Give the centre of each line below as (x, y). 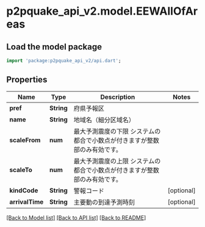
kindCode (24, 190)
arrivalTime (27, 201)
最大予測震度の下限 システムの (117, 131)
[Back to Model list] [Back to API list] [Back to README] (76, 217)
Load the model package (54, 47)
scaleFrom (25, 140)
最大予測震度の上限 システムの (117, 161)
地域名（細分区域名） (104, 120)
